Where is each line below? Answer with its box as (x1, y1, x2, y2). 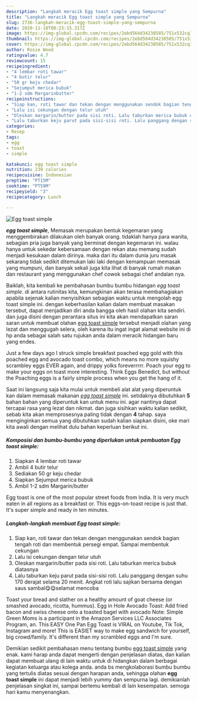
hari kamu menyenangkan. (6, 689, 70, 696)
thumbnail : (6, 36, 33, 42)
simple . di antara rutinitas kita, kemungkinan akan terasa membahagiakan (6, 288, 184, 295)
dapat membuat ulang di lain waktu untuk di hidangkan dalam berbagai (6, 658, 178, 665)
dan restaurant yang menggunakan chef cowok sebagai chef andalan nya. (6, 270, 186, 277)
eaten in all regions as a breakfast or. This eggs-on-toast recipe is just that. (6, 500, 188, 507)
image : (6, 31, 22, 36)
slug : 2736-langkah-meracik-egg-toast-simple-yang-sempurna (6, 19, 157, 25)
